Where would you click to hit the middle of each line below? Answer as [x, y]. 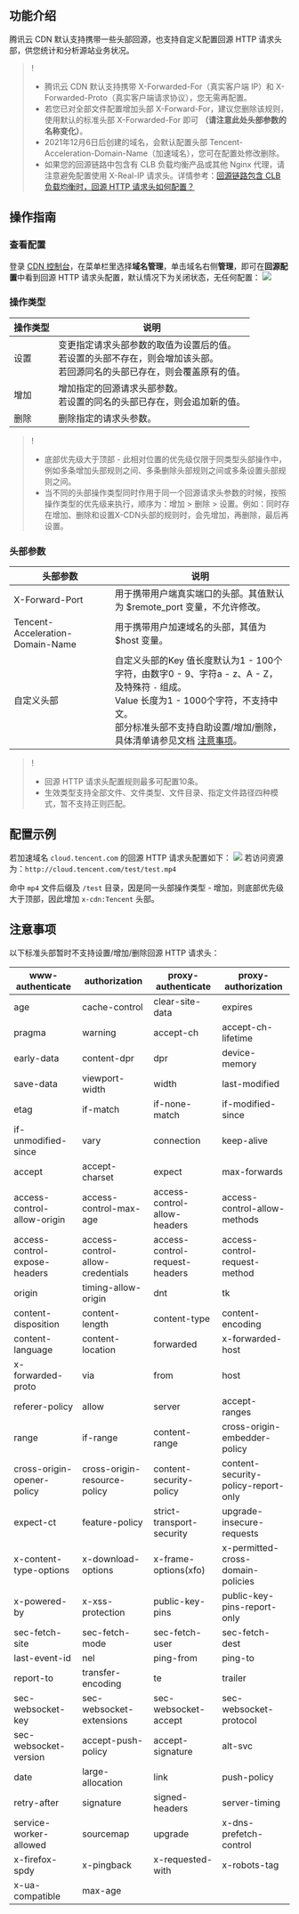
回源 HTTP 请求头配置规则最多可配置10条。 [123, 782]
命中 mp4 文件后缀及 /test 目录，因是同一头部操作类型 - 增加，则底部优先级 [147, 888]
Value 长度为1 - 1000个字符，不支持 [192, 701]
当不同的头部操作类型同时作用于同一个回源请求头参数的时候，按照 [165, 492]
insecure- [243, 1522]
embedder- [246, 1438]
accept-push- [113, 1740]
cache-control [113, 1007]
